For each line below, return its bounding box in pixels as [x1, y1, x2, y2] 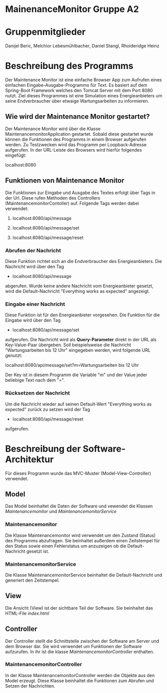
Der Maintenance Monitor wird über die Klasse [5, 126, 101, 132]
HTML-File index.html [5, 610, 49, 616]
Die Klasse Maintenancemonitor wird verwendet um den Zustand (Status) [5, 532, 156, 538]
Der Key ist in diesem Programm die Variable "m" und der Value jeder [5, 372, 148, 378]
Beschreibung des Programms [5, 60, 134, 72]
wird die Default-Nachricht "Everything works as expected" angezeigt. [5, 288, 150, 294]
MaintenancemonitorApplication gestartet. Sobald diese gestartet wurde [5, 131, 154, 137]
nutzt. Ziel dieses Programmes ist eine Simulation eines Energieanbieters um [5, 93, 163, 99]
